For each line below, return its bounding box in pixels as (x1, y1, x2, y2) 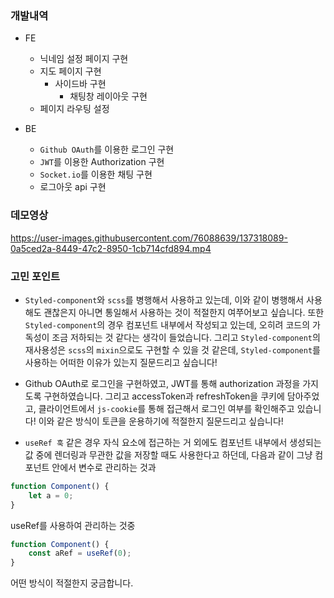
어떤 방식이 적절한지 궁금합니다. (10, 577, 134, 589)
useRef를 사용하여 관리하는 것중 (10, 519, 136, 531)
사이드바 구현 (54, 78, 107, 90)
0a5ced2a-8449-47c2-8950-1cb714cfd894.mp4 (10, 242, 212, 254)
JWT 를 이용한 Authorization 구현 (39, 156, 165, 168)
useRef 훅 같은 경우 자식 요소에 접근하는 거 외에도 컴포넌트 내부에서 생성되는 (24, 436, 322, 448)
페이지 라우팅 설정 (39, 103, 110, 115)
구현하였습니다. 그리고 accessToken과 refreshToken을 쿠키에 (43, 390, 285, 402)
